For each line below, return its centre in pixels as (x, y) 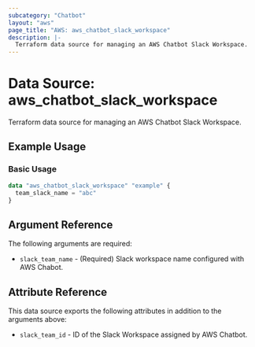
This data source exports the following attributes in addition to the (115, 311)
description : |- (35, 37)
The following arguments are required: (70, 244)
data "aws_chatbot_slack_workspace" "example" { (89, 186)
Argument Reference (61, 225)
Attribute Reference (58, 292)
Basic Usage (33, 169)
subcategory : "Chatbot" (47, 15)
